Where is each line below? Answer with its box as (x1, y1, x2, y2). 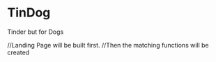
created (7, 48, 30, 56)
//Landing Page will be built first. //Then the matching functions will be (7, 41, 209, 49)
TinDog (7, 5, 51, 21)
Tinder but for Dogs (7, 28, 64, 36)
